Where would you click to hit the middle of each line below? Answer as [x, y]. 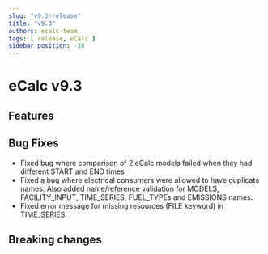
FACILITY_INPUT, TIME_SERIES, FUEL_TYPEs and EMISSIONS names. [136, 197]
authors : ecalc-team [43, 31]
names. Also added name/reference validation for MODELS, [120, 188]
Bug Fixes [34, 144]
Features [31, 115]
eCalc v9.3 [45, 86]
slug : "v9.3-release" [45, 16]
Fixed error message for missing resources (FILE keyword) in [122, 205]
